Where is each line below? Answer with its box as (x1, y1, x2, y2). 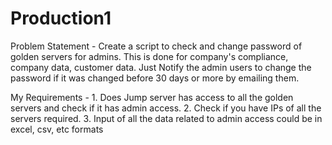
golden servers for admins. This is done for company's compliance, (10, 50, 289, 62)
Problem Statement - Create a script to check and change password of (10, 40, 303, 52)
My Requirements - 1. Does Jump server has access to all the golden (10, 91, 294, 103)
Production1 (10, 7, 112, 30)
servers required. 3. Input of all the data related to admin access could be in (10, 112, 323, 124)
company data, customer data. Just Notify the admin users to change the (10, 61, 312, 73)
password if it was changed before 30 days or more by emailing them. (10, 72, 300, 84)
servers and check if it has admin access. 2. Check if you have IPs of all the (10, 102, 322, 114)
